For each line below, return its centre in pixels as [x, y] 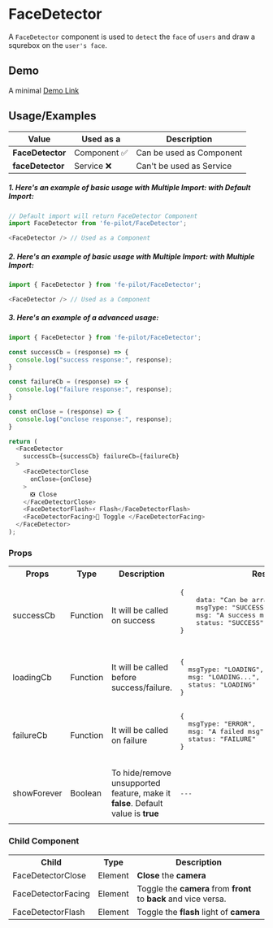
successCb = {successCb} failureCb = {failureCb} [102, 457]
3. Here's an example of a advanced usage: [84, 318]
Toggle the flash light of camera [199, 912]
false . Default [137, 804]
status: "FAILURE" [222, 739]
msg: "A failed [216, 732]
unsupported [136, 783]
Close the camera [171, 875]
